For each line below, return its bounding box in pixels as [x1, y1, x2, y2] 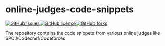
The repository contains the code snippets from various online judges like [5, 30, 160, 36]
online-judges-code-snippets [5, 4, 134, 15]
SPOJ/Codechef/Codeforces [5, 35, 65, 41]
